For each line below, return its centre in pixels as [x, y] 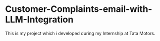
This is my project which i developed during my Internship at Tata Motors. [80, 33]
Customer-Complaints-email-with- [79, 9]
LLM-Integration [39, 20]
